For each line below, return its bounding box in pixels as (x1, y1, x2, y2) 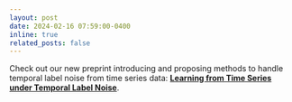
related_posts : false (9, 38, 91, 48)
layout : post (9, 13, 59, 23)
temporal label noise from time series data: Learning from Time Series (9, 73, 272, 84)
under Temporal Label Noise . (9, 82, 120, 93)
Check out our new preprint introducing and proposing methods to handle (9, 63, 284, 74)
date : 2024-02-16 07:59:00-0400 (9, 22, 131, 31)
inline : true (9, 30, 59, 39)
